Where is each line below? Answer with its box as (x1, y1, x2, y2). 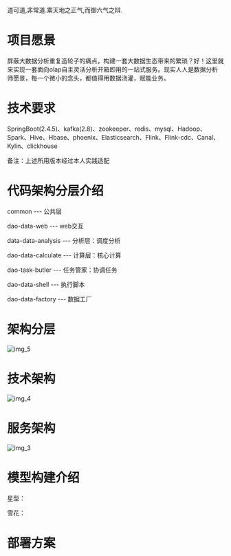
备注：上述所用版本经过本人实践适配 (7, 156, 110, 164)
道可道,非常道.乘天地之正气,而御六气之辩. (7, 6, 123, 14)
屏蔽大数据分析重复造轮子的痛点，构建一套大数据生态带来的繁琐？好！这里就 (7, 56, 224, 65)
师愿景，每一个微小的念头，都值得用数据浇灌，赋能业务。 (7, 74, 170, 82)
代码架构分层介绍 (7, 183, 104, 199)
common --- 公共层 (7, 207, 62, 215)
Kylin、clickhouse (7, 142, 58, 150)
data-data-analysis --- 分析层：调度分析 (7, 236, 121, 244)
